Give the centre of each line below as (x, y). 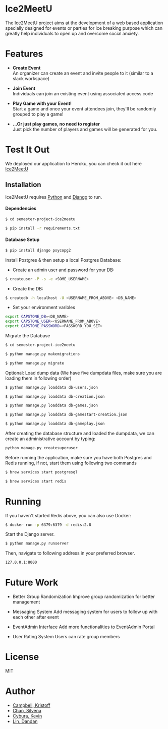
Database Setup (22, 239)
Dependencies (21, 208)
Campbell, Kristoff (31, 705)
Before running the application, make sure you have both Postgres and (79, 457)
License (22, 657)
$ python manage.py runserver (37, 543)
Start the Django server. (30, 534)
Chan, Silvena (27, 711)
